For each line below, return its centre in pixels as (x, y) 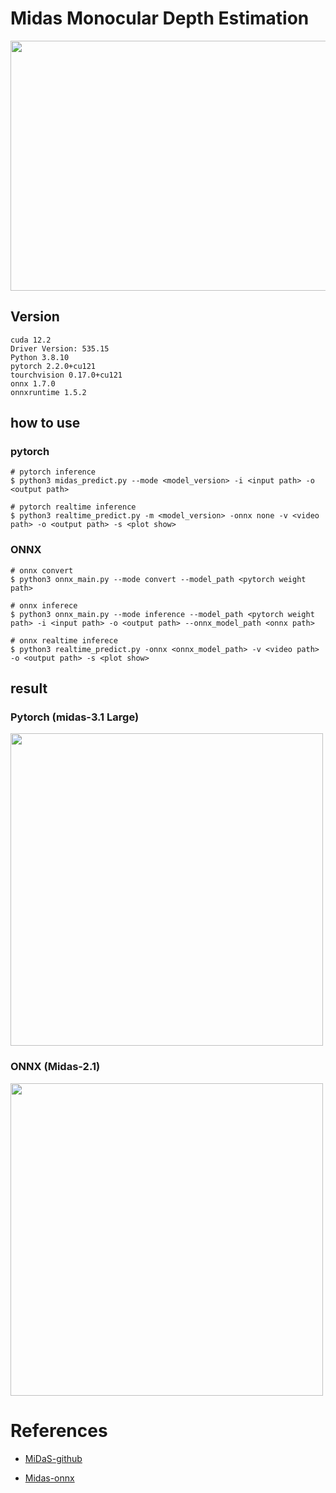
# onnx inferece (44, 605)
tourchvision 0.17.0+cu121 (66, 375)
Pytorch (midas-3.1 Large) (75, 717)
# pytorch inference (53, 472)
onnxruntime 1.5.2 (48, 392)
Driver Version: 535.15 (60, 348)
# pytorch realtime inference (73, 507)
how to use (45, 423)
